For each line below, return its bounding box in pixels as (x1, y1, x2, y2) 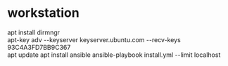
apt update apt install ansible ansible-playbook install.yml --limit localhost (7, 51, 221, 59)
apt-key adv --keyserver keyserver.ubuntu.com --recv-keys (7, 35, 181, 44)
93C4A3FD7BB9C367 (7, 43, 71, 51)
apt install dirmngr (7, 28, 61, 37)
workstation (7, 5, 80, 21)
